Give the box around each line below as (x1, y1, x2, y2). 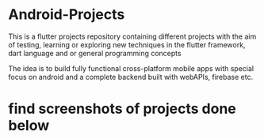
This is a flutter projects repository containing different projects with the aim (8, 32, 257, 41)
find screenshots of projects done (8, 100, 236, 118)
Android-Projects (8, 6, 125, 24)
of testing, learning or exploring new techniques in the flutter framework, (8, 39, 246, 49)
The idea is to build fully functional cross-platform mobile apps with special (8, 63, 254, 73)
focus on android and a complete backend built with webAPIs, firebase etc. (8, 72, 254, 81)
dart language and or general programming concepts (8, 48, 182, 58)
